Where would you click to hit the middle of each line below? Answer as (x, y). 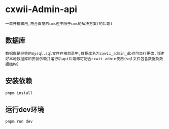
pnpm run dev (19, 122)
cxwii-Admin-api (41, 9)
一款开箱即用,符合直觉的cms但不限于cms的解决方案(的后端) (59, 24)
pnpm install (19, 93)
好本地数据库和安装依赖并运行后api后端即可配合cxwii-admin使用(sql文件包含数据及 (82, 59)
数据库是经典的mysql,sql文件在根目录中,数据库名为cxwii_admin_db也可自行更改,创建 (85, 53)
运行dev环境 (25, 110)
